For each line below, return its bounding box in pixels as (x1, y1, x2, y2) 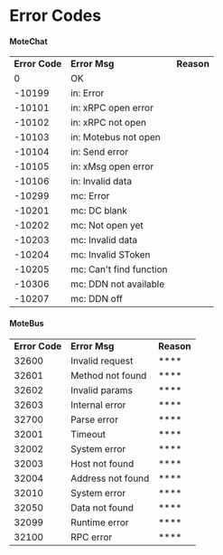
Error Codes (9, 5, 102, 26)
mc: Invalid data (70, 234, 138, 247)
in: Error (70, 87, 105, 99)
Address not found (70, 472, 150, 484)
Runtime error (70, 516, 129, 529)
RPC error (70, 531, 113, 543)
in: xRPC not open (70, 117, 147, 129)
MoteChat (9, 35, 48, 46)
